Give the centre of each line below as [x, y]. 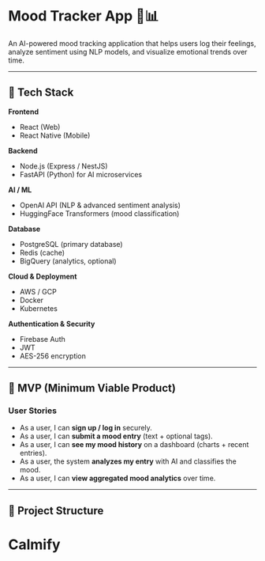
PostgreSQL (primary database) [71, 244]
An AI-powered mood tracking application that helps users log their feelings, [132, 43]
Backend [23, 150]
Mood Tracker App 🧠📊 [84, 16]
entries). [33, 453]
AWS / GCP [38, 291]
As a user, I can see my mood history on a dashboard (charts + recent [134, 445]
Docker [32, 300]
